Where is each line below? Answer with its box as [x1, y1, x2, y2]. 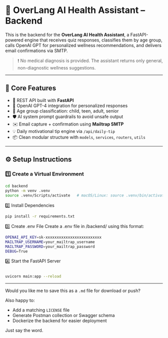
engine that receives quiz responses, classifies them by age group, [24, 37, 162, 43]
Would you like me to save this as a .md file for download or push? [5, 287, 141, 294]
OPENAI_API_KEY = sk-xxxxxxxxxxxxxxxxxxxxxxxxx [5, 234, 101, 239]
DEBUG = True [5, 248, 28, 254]
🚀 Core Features [5, 84, 56, 92]
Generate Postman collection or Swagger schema [12, 312, 115, 318]
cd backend [5, 183, 28, 189]
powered [5, 37, 23, 43]
